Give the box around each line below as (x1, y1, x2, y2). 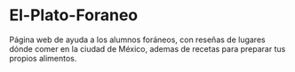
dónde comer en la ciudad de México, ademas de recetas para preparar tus (9, 43, 286, 54)
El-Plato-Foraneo (9, 5, 139, 25)
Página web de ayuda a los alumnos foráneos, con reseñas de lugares (9, 34, 266, 45)
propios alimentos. (9, 53, 77, 63)
